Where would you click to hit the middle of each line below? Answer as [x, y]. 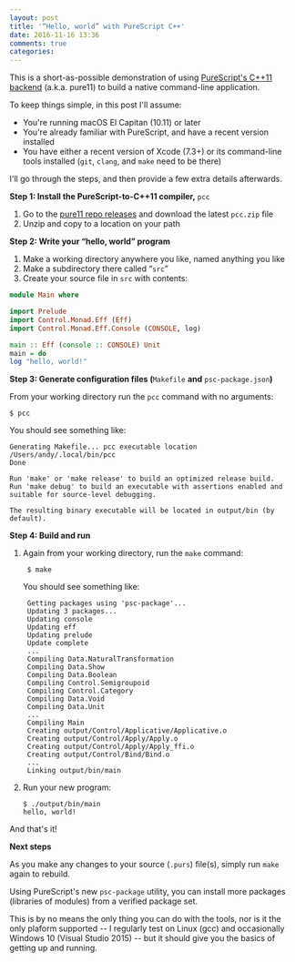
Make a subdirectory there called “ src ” [95, 268]
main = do [28, 353]
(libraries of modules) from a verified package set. [104, 901]
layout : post [34, 18]
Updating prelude [60, 635]
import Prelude [38, 311]
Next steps [31, 846]
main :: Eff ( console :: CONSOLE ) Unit [85, 345]
